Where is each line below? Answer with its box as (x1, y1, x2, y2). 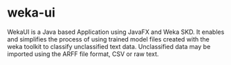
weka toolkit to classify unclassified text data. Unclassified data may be (7, 42, 211, 50)
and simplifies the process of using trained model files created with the (7, 35, 210, 43)
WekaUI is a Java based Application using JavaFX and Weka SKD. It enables (7, 28, 225, 36)
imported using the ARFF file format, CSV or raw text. (7, 50, 159, 58)
